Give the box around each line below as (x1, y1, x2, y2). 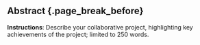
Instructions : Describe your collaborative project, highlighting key (7, 23, 193, 31)
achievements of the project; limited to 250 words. (7, 30, 149, 38)
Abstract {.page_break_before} (7, 5, 144, 17)
